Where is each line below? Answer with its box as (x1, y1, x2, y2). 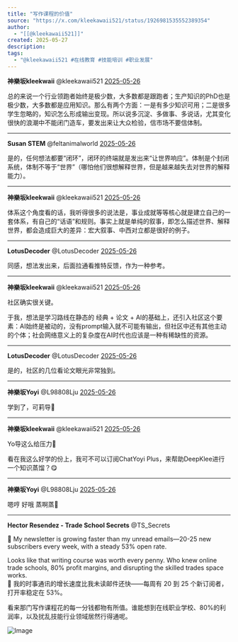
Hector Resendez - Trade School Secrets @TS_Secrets (7, 521, 171, 529)
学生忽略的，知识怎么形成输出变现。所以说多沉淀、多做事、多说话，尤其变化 (7, 109, 231, 117)
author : (7, 23, 30, 30)
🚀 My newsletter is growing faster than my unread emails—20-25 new (7, 534, 212, 543)
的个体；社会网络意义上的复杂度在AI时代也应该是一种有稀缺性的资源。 (7, 331, 212, 339)
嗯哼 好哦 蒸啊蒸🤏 (7, 500, 59, 508)
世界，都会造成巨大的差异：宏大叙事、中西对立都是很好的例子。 (7, 226, 193, 234)
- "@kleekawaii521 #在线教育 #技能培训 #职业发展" (13, 57, 154, 64)
